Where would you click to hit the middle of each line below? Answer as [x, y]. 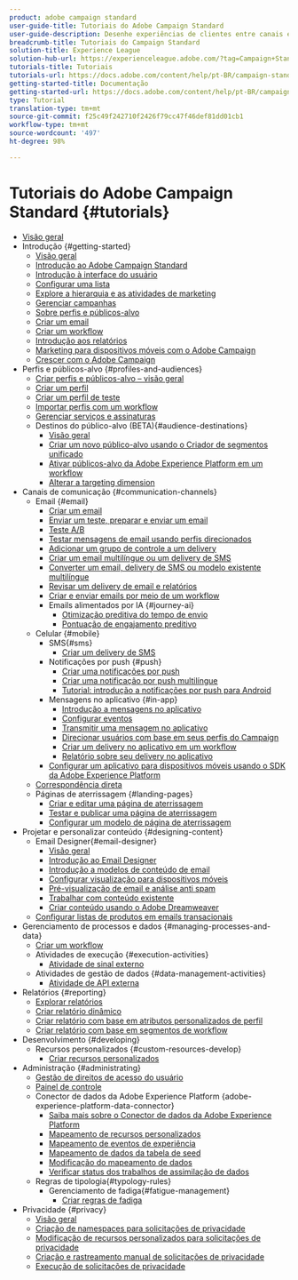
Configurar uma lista [73, 284]
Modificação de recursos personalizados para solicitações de [148, 1237]
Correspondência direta [78, 784]
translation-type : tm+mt [55, 108]
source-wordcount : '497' [55, 133]
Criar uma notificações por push [121, 671]
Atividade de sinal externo [96, 964]
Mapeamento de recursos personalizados [125, 1133]
